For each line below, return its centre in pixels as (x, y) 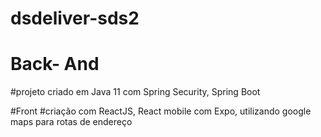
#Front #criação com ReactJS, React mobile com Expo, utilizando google (161, 111)
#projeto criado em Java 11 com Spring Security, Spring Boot (135, 92)
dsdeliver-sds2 (75, 18)
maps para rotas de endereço (71, 122)
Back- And (55, 64)
